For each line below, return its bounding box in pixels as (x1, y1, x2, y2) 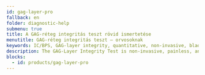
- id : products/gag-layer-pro (12, 59, 88, 65)
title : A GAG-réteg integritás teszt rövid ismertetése (6, 31, 151, 37)
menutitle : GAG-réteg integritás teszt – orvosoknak (6, 37, 143, 43)
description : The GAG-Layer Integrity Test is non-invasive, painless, (6, 48, 192, 54)
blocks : (6, 54, 26, 60)
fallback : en (6, 15, 40, 21)
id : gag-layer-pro (6, 8, 53, 15)
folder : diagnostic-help (6, 20, 70, 26)
